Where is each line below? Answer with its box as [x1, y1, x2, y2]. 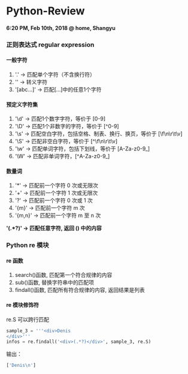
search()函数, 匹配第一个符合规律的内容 [14, 272, 113, 279]
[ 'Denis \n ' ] [6, 363, 36, 369]
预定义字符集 [6, 101, 38, 108]
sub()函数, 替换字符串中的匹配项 [14, 279, 95, 286]
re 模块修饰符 [6, 301, 40, 309]
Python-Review [6, 4, 85, 18]
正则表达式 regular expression [6, 40, 95, 49]
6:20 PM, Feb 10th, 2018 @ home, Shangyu [6, 24, 116, 31]
